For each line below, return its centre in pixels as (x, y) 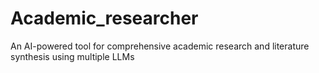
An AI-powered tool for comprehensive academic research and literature (160, 46)
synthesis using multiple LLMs (72, 56)
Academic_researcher (104, 18)
